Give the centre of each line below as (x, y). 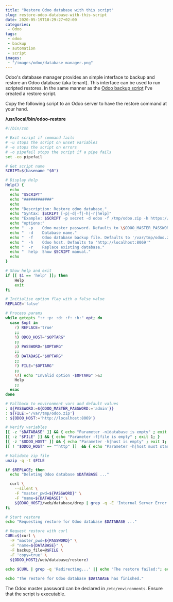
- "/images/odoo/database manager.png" (50, 63)
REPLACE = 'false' (23, 304)
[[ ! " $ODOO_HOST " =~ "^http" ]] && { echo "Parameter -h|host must (82, 446)
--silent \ (26, 489)
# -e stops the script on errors (41, 147)
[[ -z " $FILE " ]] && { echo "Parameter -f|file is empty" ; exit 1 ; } (83, 437)
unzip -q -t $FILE (25, 461)
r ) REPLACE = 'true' (34, 327)
